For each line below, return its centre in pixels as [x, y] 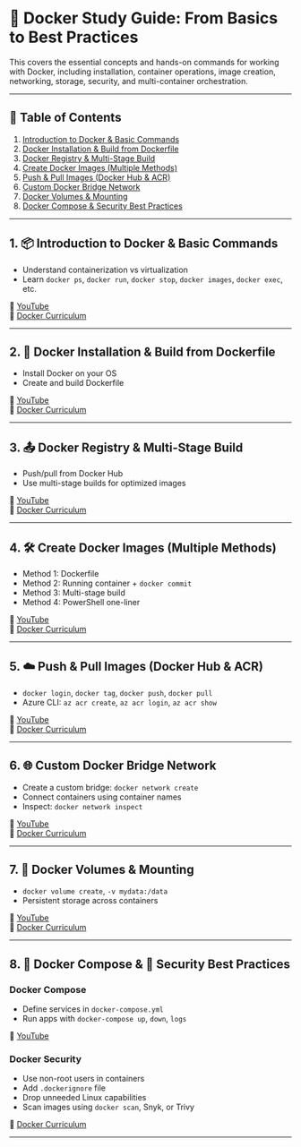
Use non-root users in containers [83, 1079]
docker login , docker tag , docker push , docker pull [117, 692]
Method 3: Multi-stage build [73, 593]
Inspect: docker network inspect [82, 806]
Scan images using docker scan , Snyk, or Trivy [108, 1107]
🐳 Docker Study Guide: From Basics [144, 18]
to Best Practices [74, 37]
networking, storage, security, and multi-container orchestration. [129, 81]
